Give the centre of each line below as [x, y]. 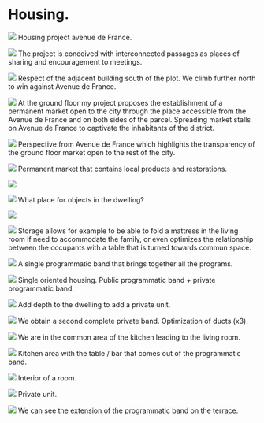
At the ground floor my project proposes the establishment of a [120, 102]
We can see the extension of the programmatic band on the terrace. [128, 410]
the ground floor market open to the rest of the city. [92, 152]
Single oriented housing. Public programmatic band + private [117, 280]
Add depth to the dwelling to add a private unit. [94, 304]
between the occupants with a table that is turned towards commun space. [130, 247]
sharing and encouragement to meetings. [75, 61]
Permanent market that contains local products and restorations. [122, 169]
